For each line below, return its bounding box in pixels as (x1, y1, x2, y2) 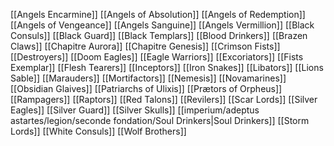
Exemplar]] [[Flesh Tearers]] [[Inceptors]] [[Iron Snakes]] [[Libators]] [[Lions (10, 62, 324, 73)
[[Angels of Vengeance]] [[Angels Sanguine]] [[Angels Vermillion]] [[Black (10, 19, 315, 31)
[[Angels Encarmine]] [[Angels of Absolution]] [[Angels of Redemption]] (10, 9, 306, 20)
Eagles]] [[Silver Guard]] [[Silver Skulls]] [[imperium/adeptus (10, 104, 260, 116)
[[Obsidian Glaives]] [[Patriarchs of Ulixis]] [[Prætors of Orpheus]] (10, 83, 283, 94)
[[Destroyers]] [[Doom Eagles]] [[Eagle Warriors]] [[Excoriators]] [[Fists (10, 51, 304, 63)
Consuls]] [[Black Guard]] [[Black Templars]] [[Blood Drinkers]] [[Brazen (10, 30, 308, 41)
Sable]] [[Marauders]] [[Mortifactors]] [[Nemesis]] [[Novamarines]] (10, 72, 287, 84)
